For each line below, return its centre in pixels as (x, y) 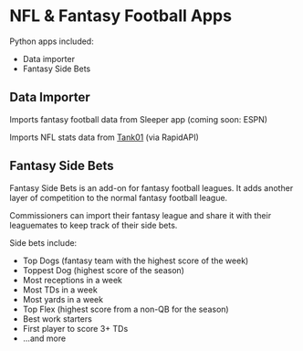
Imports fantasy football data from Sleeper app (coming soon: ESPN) (138, 119)
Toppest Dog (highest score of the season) (104, 270)
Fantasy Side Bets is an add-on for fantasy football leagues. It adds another (151, 187)
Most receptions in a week (73, 280)
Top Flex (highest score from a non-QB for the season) (126, 309)
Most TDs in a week (60, 290)
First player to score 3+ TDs (75, 328)
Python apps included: (52, 41)
